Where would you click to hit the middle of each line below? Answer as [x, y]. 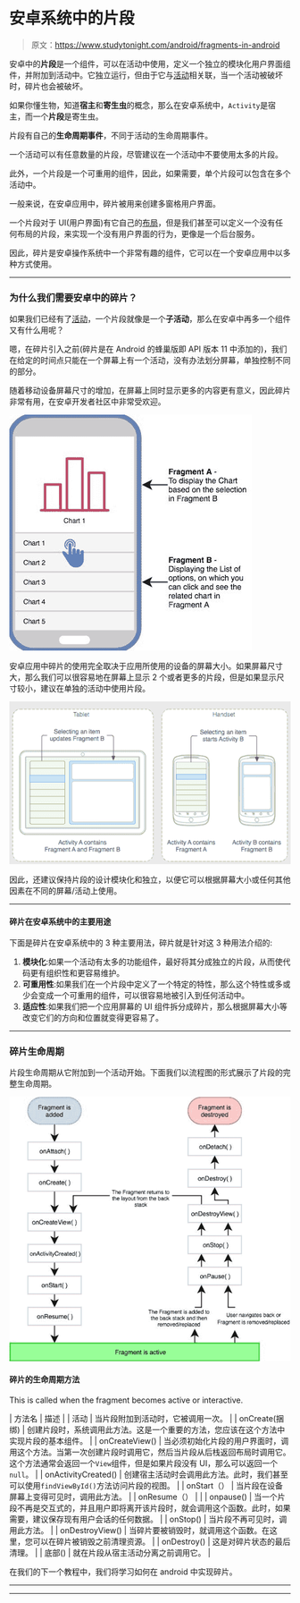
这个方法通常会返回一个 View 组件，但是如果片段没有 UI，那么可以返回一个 [144, 1463]
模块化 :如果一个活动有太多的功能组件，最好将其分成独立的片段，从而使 [152, 962]
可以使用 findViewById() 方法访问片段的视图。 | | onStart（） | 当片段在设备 [146, 1485]
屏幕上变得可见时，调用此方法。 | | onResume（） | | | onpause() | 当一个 [144, 1497]
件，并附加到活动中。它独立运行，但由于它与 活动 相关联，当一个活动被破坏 [146, 75]
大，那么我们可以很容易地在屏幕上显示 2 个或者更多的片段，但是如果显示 [143, 677]
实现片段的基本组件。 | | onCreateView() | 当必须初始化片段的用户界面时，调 [149, 1440]
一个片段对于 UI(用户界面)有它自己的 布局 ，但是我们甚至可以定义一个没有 [142, 222]
